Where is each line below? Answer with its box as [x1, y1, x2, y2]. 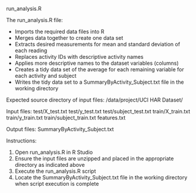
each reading [14, 47, 48, 54]
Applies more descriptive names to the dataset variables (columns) [14, 59, 179, 67]
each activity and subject [14, 72, 77, 79]
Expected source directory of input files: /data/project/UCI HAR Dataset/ [6, 96, 183, 103]
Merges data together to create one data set [14, 34, 124, 41]
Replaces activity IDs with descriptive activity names [14, 53, 144, 60]
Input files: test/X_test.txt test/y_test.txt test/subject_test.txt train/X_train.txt [6, 108, 191, 115]
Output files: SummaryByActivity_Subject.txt [6, 126, 114, 132]
